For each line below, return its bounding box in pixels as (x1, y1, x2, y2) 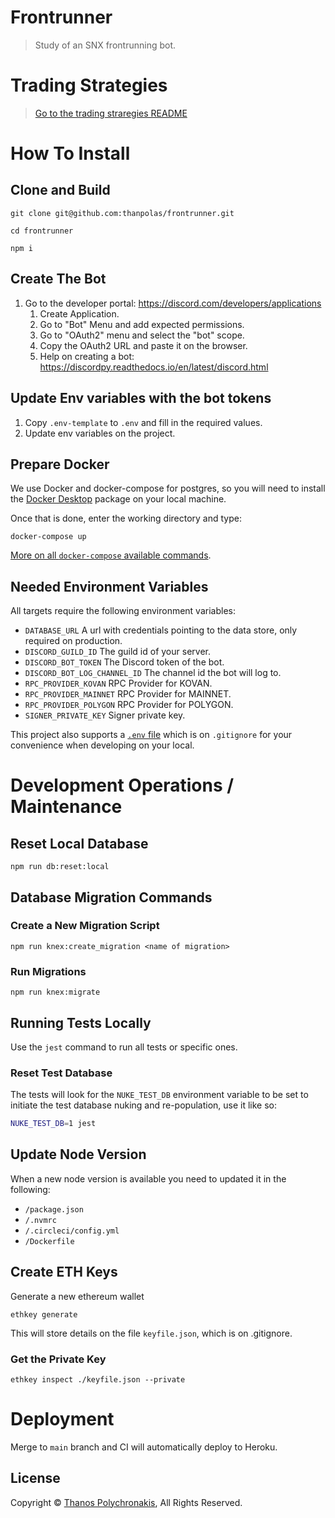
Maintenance (10, 796, 123, 818)
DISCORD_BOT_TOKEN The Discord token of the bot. (24, 656, 225, 668)
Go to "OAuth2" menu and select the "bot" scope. (39, 329, 245, 341)
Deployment (10, 1408, 115, 1431)
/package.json (24, 1204, 84, 1215)
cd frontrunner (10, 226, 74, 236)
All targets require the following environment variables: (10, 605, 236, 617)
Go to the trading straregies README (34, 107, 188, 119)
